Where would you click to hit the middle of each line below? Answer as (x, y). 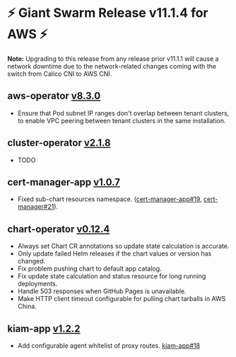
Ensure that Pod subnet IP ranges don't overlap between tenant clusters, (123, 113)
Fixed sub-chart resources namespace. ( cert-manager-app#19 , (110, 199)
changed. (31, 261)
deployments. (37, 284)
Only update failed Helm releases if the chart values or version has (114, 254)
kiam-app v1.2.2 (44, 328)
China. (27, 306)
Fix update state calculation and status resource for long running (112, 276)
